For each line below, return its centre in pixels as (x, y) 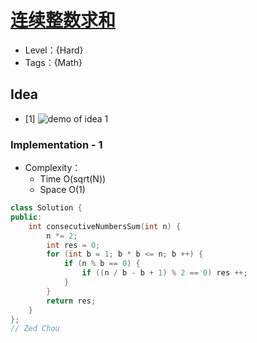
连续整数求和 (63, 20)
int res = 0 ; (73, 245)
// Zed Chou (35, 329)
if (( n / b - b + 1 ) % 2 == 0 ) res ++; (164, 273)
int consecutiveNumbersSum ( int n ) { (105, 226)
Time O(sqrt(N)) (73, 179)
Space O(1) (62, 190)
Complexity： (53, 168)
